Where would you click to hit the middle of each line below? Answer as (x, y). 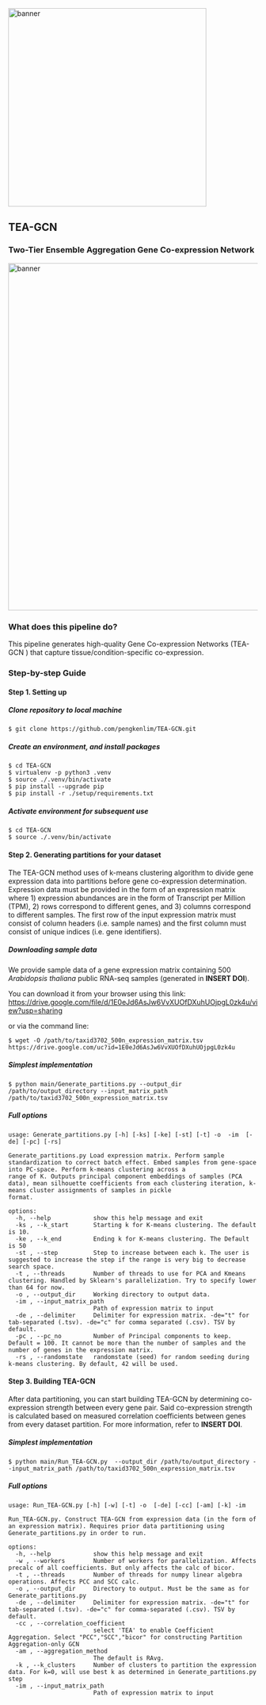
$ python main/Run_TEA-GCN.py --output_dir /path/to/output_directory (129, 1461)
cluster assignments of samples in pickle (100, 1190)
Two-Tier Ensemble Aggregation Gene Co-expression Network (131, 250)
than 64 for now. (37, 1287)
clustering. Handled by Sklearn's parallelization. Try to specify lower (133, 1280)
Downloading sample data (53, 950)
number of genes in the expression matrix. (81, 1350)
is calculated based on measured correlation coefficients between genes (127, 1415)
